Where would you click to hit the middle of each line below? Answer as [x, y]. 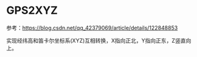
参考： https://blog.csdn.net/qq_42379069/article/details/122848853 [92, 28]
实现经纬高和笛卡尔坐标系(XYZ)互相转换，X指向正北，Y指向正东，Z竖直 [96, 40]
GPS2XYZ [32, 10]
